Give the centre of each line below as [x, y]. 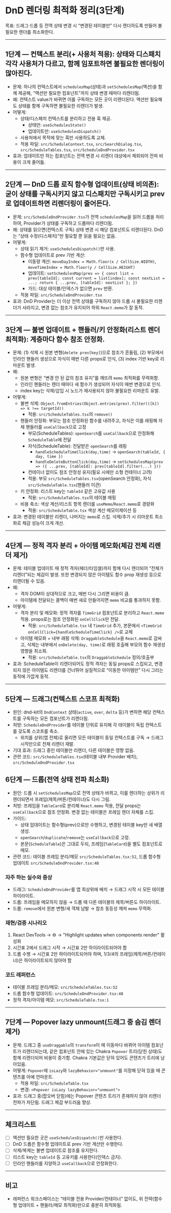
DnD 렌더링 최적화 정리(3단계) [65, 10]
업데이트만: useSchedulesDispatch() [65, 131]
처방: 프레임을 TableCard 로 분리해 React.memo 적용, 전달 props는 [77, 806]
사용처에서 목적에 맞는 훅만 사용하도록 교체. [63, 137]
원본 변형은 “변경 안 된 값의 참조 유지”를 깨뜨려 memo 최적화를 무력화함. [90, 378]
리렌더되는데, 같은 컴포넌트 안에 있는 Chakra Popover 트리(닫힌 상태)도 [92, 1051]
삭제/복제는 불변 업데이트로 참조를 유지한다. [56, 1150]
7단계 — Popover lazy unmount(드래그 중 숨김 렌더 [83, 1022]
